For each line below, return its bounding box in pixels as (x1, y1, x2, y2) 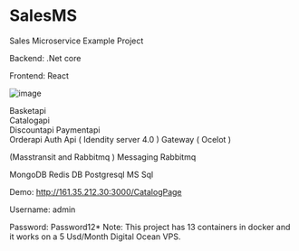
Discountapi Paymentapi (9, 124, 101, 135)
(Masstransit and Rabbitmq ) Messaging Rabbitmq (9, 151, 197, 163)
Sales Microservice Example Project (9, 35, 144, 46)
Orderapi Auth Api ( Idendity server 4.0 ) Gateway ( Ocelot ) (9, 134, 232, 144)
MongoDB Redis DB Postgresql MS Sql (9, 169, 154, 180)
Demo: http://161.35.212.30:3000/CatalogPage (9, 186, 183, 197)
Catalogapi (9, 115, 50, 125)
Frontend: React (9, 70, 70, 81)
